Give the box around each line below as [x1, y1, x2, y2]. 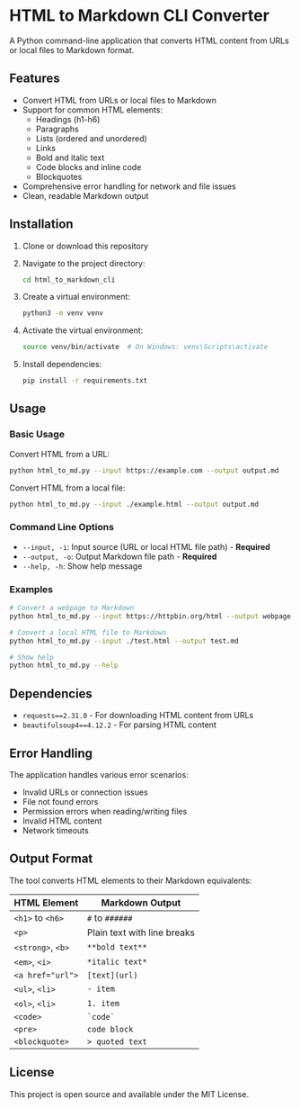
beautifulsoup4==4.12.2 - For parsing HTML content [22, 719, 217, 730]
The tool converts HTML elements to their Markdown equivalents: [9, 875, 252, 886]
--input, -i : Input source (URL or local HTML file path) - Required [22, 541, 271, 552]
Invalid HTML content [22, 815, 102, 826]
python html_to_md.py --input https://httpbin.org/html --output [9, 611, 259, 621]
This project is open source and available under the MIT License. [9, 1088, 250, 1099]
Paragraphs [35, 123, 79, 134]
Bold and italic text [35, 152, 105, 163]
